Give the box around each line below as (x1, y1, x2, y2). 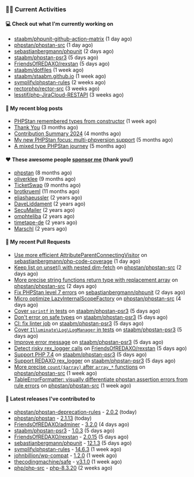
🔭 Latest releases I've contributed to (5, 395, 95, 403)
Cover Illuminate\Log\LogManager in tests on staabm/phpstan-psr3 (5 (13, 326, 182, 333)
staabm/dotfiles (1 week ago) (13, 67, 84, 74)
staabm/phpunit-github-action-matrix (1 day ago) (13, 35, 133, 43)
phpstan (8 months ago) (13, 169, 72, 176)
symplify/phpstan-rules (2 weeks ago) (13, 79, 106, 86)
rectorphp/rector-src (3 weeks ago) (13, 85, 100, 92)
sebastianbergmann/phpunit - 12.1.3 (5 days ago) (13, 439, 132, 447)
